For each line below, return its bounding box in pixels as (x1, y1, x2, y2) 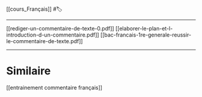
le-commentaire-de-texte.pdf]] (6, 38, 83, 44)
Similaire (6, 64, 51, 78)
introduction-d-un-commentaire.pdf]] (6, 31, 99, 38)
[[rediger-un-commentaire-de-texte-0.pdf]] (6, 25, 114, 32)
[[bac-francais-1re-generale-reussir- (100, 31, 192, 38)
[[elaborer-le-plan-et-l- (115, 25, 173, 32)
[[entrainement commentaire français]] (6, 84, 103, 91)
